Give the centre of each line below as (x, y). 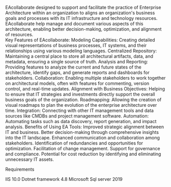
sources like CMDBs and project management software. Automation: (77, 116)
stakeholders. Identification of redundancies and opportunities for (74, 143)
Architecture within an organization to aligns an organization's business (80, 13)
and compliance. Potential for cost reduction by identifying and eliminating (83, 154)
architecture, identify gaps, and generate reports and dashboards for (77, 73)
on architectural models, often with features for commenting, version (77, 83)
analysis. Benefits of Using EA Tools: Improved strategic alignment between (85, 127)
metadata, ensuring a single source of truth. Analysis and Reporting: (77, 62)
